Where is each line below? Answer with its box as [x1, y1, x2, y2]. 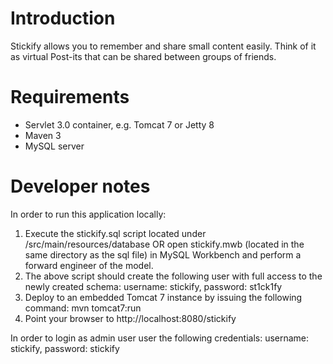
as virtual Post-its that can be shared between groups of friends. [10, 50, 277, 62]
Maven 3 [24, 129, 62, 141]
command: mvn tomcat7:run [24, 302, 142, 314]
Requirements [10, 86, 130, 109]
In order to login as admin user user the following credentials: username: [10, 332, 310, 344]
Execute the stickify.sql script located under [24, 227, 207, 239]
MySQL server [24, 140, 85, 152]
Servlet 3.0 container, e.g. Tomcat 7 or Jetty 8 [24, 118, 215, 131]
